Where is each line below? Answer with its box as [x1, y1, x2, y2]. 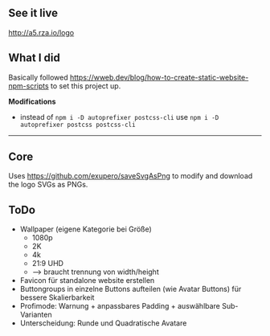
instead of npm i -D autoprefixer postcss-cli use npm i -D [19, 112, 219, 121]
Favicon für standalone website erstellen [19, 276, 155, 285]
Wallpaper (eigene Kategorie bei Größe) [19, 224, 153, 234]
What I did [8, 51, 60, 65]
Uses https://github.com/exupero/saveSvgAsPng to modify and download [8, 171, 253, 181]
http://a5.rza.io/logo [8, 27, 75, 37]
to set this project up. [51, 80, 121, 91]
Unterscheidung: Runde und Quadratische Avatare [19, 318, 187, 328]
